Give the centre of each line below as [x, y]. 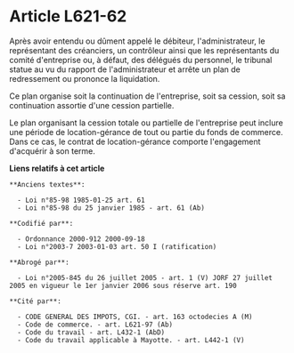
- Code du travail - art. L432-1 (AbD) [91, 332]
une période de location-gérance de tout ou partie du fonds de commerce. [146, 132]
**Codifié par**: [41, 223]
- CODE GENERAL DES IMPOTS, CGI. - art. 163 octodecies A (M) [135, 317]
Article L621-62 [68, 16]
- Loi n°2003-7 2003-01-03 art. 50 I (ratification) [117, 246]
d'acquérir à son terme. [52, 151]
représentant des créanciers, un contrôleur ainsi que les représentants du [144, 50]
